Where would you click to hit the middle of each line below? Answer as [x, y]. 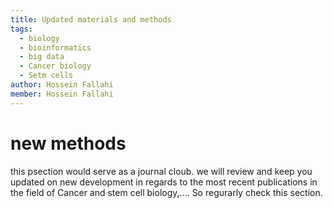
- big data [42, 57]
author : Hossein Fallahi [62, 85]
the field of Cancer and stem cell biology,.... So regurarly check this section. [166, 192]
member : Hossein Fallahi [62, 94]
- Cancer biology [55, 66]
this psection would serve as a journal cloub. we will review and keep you [161, 171]
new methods [68, 143]
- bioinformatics [55, 47]
